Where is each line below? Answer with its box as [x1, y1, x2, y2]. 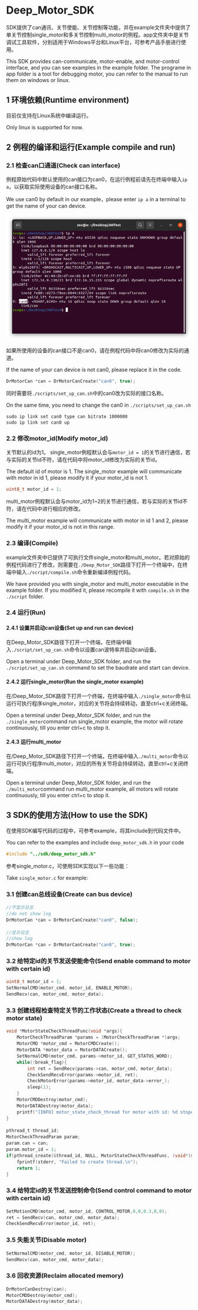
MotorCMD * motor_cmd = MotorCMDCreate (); [16, 1041, 120, 1047]
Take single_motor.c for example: [6, 874, 88, 881]
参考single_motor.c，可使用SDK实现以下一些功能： [6, 862, 130, 869]
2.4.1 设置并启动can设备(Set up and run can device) [6, 624, 134, 631]
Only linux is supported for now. [6, 123, 84, 130]
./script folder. [6, 592, 44, 600]
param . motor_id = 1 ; [6, 1147, 57, 1152]
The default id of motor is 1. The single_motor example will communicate [6, 468, 182, 475]
